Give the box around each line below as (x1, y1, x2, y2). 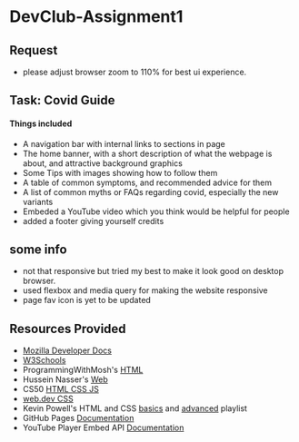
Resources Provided (9, 320, 126, 337)
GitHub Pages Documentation (22, 413, 135, 424)
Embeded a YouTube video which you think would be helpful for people (22, 206, 290, 217)
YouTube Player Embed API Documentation (22, 422, 184, 433)
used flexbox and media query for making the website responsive (22, 285, 268, 296)
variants (22, 196, 54, 207)
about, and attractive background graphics (22, 157, 184, 169)
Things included (9, 118, 73, 129)
